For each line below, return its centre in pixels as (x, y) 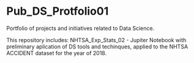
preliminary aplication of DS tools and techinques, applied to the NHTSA (97, 46)
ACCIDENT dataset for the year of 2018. (57, 53)
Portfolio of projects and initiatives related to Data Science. (80, 28)
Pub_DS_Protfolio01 (58, 11)
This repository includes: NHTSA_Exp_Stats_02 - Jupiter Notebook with (96, 40)
